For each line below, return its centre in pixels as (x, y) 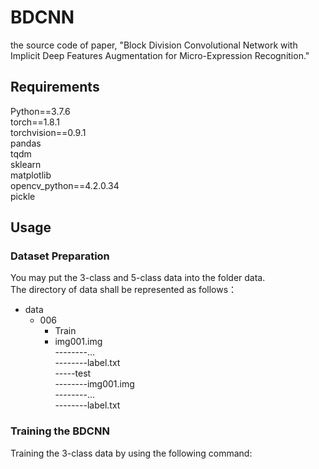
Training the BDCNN (60, 431)
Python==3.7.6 (40, 111)
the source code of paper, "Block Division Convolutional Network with (154, 45)
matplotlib (31, 175)
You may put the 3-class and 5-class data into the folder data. (138, 278)
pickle (23, 196)
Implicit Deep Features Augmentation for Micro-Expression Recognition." (160, 55)
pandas (26, 143)
